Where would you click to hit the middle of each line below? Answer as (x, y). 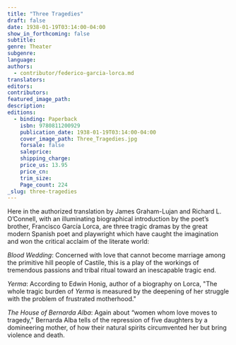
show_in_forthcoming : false (49, 34)
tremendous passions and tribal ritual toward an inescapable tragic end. (112, 270)
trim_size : (36, 178)
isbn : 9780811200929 (50, 125)
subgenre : (22, 54)
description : (26, 106)
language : (22, 60)
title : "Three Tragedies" (45, 14)
